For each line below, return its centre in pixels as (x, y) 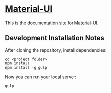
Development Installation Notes (55, 38)
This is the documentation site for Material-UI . (52, 23)
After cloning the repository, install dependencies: (56, 50)
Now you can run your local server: (41, 77)
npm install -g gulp (26, 67)
